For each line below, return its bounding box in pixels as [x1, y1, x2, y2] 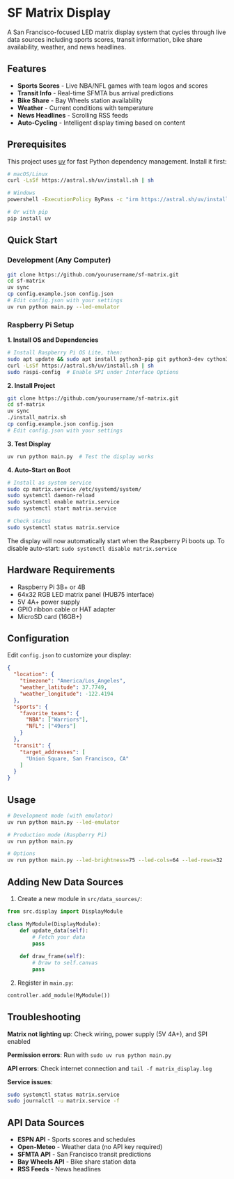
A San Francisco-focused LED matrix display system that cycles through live [7, 28, 226, 36]
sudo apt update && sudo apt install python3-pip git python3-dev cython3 [7, 355, 229, 363]
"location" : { [13, 671, 54, 678]
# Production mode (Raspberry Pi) [7, 831, 108, 838]
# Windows [7, 189, 36, 196]
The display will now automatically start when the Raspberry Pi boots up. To [7, 536, 225, 545]
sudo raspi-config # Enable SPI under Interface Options [7, 368, 179, 375]
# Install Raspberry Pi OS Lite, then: [7, 350, 123, 357]
